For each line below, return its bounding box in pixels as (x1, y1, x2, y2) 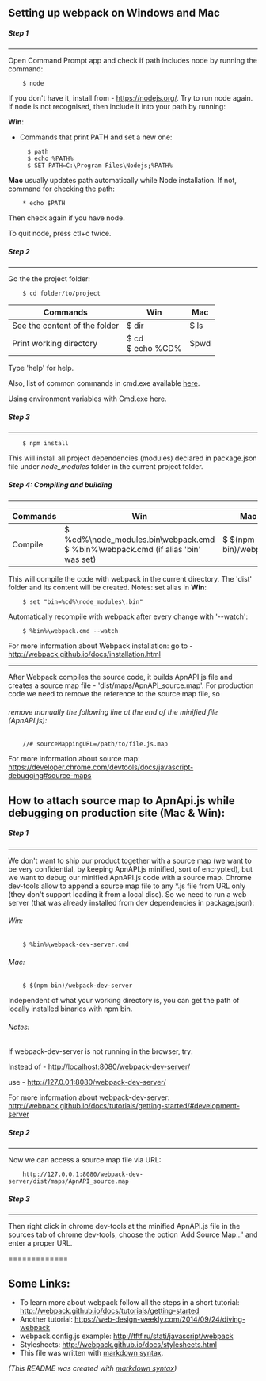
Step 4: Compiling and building (8, 479, 112, 490)
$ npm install (22, 440, 69, 448)
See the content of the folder (12, 320, 120, 331)
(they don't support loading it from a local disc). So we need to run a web (8, 889, 247, 898)
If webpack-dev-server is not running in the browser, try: (8, 1047, 193, 1056)
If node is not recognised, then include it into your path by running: (8, 102, 226, 112)
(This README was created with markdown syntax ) (8, 1364, 177, 1373)
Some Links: (8, 1276, 70, 1290)
